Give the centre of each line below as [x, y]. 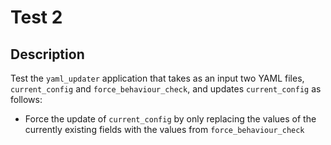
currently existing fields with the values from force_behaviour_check [164, 129]
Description [47, 54]
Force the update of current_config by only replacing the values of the [170, 119]
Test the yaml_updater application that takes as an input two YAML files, [157, 78]
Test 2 [36, 17]
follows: [26, 99]
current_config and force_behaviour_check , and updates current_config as [166, 89]
